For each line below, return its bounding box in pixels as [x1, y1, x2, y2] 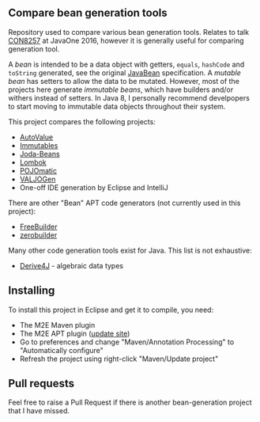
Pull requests [8, 377, 75, 390]
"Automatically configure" [19, 345, 104, 355]
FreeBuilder [19, 222, 58, 231]
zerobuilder [19, 230, 58, 240]
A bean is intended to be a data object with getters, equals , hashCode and [8, 59, 245, 69]
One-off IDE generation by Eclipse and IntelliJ [19, 182, 168, 192]
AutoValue [19, 132, 54, 142]
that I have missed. [8, 406, 70, 416]
